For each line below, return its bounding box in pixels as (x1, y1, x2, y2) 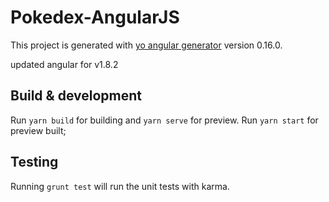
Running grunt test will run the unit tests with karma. (10, 180, 230, 192)
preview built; (10, 124, 67, 136)
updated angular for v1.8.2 (10, 58, 119, 70)
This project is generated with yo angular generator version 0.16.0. (10, 39, 283, 51)
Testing (10, 154, 59, 171)
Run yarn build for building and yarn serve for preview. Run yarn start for (10, 114, 319, 126)
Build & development (10, 87, 142, 105)
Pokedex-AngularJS (10, 6, 180, 29)
